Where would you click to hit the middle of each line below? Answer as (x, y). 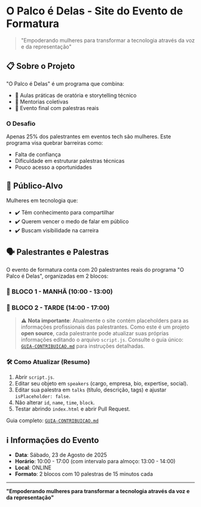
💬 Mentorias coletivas (42, 101)
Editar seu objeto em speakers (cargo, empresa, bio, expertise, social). (101, 384)
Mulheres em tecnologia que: (42, 200)
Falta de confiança (38, 154)
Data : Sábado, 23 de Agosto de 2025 (61, 455)
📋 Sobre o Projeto (41, 66)
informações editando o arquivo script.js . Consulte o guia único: (102, 339)
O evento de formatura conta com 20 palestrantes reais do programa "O (95, 269)
